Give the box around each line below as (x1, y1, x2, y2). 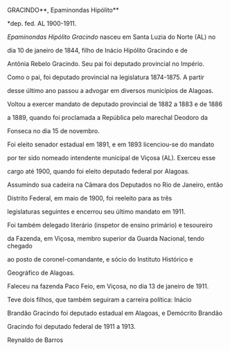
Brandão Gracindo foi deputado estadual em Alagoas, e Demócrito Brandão (7, 309, 223, 317)
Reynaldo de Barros (7, 336, 64, 344)
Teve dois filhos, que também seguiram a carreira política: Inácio (7, 296, 192, 304)
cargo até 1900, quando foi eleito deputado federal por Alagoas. (7, 167, 190, 175)
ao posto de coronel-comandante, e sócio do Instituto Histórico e (7, 255, 194, 263)
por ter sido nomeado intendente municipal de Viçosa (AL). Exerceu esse (7, 154, 216, 162)
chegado (7, 242, 33, 250)
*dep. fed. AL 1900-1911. (7, 19, 77, 27)
